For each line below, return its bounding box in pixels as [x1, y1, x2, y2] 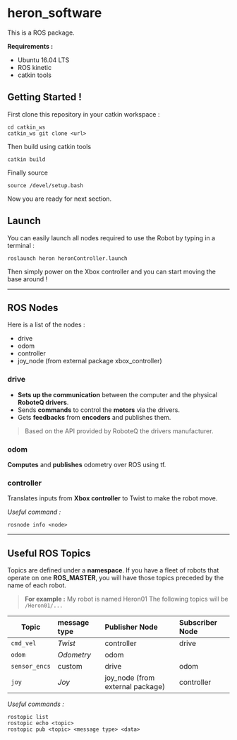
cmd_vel [11, 640, 37, 647]
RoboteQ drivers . [17, 398, 69, 406]
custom [57, 662, 83, 671]
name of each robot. [7, 581, 67, 589]
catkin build [7, 155, 46, 163]
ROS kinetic [17, 63, 51, 71]
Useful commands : [7, 700, 65, 708]
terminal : [7, 241, 35, 249]
